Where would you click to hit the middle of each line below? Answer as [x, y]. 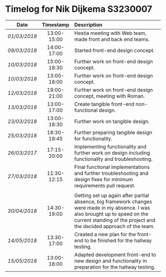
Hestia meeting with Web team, [110, 33]
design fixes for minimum [104, 179]
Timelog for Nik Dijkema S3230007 [79, 9]
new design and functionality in [111, 261]
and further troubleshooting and [111, 173]
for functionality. [93, 138]
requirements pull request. [105, 185]
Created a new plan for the [105, 234]
